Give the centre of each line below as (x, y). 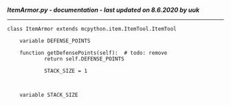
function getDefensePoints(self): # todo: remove (93, 53)
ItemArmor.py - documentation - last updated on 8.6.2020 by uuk (103, 10)
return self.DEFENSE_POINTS (84, 59)
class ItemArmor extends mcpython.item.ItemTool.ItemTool (92, 29)
